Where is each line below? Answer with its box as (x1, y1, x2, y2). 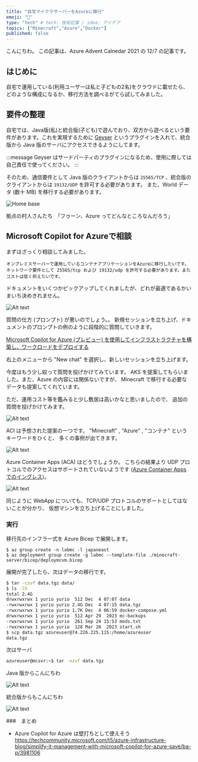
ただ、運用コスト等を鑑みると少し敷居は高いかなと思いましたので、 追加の (6, 395, 188, 403)
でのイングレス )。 (6, 473, 50, 480)
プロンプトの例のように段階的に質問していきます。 (31, 323, 155, 331)
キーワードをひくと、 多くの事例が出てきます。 (6, 434, 121, 441)
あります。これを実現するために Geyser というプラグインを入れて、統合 (16, 133, 191, 140)
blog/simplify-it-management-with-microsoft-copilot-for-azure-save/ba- (14, 743, 192, 750)
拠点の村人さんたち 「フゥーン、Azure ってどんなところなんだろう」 (6, 212, 173, 219)
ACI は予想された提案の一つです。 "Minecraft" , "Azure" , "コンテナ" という (6, 427, 187, 434)
